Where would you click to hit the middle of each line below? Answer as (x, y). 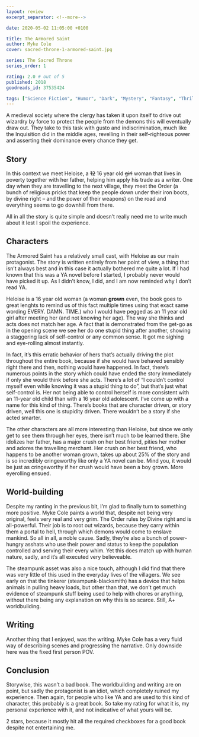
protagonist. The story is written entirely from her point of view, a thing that (98, 262)
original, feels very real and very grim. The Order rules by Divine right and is (99, 519)
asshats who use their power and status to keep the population (102, 544)
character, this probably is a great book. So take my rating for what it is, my (98, 704)
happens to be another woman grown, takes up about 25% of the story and (98, 454)
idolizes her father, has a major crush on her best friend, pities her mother (96, 442)
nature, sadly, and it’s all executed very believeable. (69, 556)
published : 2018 (26, 82)
